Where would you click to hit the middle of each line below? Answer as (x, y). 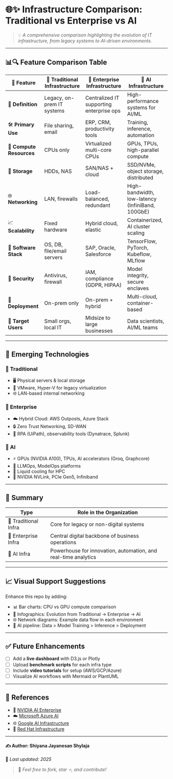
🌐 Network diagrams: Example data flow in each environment (78, 619)
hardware (56, 229)
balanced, (97, 199)
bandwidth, (141, 192)
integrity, (138, 275)
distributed (140, 178)
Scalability (21, 231)
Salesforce (98, 254)
